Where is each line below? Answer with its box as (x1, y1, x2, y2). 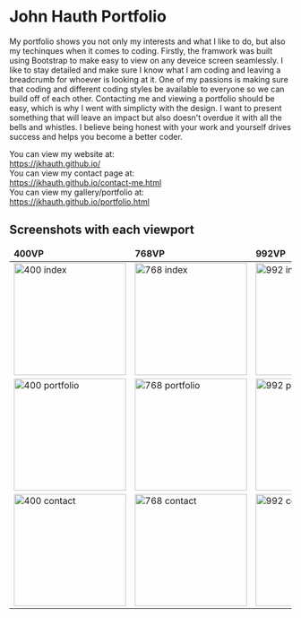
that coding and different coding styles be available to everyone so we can (9, 83, 285, 94)
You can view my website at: (9, 148, 115, 159)
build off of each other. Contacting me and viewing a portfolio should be (9, 92, 275, 104)
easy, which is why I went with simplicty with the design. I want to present (9, 102, 282, 113)
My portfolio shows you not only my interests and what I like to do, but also (9, 36, 286, 47)
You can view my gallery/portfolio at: (9, 187, 145, 197)
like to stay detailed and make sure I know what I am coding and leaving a (9, 65, 281, 75)
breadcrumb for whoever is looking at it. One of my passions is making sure (9, 74, 288, 84)
